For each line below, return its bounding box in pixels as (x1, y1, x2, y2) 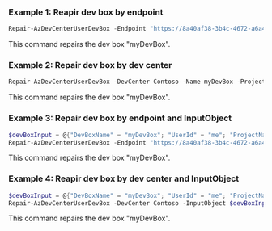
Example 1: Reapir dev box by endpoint (8, 6, 164, 18)
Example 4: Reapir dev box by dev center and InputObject (8, 173, 240, 184)
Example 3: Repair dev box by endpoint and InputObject (8, 112, 232, 124)
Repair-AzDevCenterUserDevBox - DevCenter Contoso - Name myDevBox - (8, 78, 241, 86)
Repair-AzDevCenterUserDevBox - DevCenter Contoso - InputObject (8, 199, 227, 208)
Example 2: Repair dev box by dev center (8, 60, 172, 71)
